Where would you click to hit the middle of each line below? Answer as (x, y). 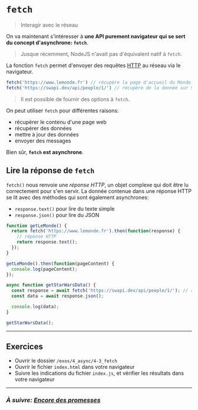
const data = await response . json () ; (58, 296)
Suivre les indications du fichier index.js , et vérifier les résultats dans (99, 373)
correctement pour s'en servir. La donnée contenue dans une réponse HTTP (99, 191)
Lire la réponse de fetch (50, 171)
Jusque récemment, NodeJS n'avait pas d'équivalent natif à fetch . (101, 54)
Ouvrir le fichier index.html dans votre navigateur (75, 367)
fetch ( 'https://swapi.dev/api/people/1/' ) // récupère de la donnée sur (97, 88)
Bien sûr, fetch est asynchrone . (45, 152)
